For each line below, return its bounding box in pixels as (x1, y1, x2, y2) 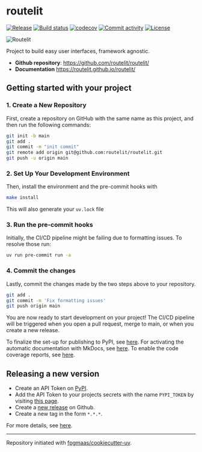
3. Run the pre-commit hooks (6, 221, 93, 229)
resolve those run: (6, 241, 51, 248)
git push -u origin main (6, 155, 69, 161)
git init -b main (6, 132, 50, 139)
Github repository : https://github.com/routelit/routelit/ (14, 59, 149, 66)
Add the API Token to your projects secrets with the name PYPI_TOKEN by (14, 391, 194, 398)
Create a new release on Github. (14, 404, 95, 411)
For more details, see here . (6, 422, 73, 429)
